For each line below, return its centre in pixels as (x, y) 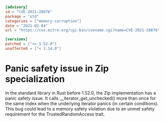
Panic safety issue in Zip (57, 68)
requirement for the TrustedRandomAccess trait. (55, 114)
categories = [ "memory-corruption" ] (43, 21)
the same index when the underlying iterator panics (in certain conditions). (82, 103)
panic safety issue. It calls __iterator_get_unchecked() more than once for (80, 98)
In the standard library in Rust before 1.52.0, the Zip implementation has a (80, 93)
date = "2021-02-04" (27, 26)
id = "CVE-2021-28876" (29, 12)
